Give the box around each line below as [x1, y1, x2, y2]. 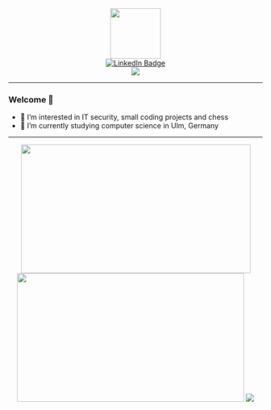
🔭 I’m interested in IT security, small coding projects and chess [19, 112, 228, 122]
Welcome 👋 [8, 94, 54, 105]
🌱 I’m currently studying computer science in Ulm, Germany [19, 121, 219, 131]
